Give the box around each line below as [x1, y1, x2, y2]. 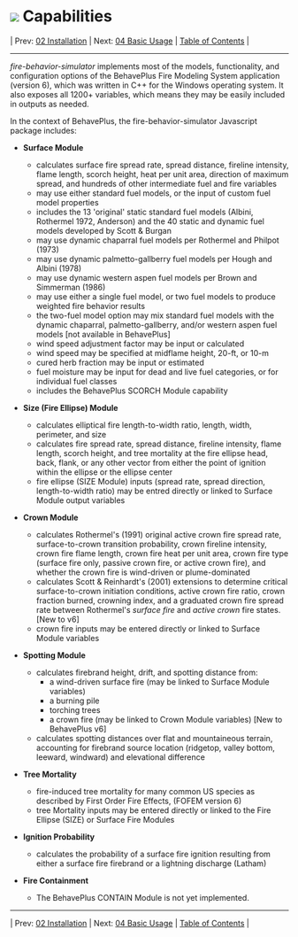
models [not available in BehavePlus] [35, 329, 171, 339]
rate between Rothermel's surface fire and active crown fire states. [35, 604, 281, 615]
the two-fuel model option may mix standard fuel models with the [35, 310, 275, 321]
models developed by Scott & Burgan [35, 225, 172, 236]
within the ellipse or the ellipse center [35, 467, 173, 477]
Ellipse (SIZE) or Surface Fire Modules [35, 814, 175, 825]
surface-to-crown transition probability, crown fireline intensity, [35, 538, 268, 549]
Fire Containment [22, 875, 89, 886]
